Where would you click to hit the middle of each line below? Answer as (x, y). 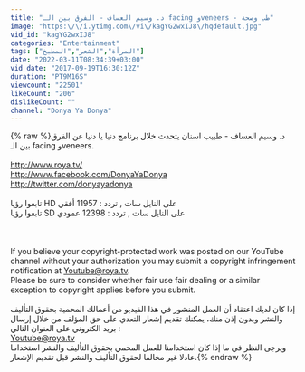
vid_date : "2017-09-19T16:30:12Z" (76, 69)
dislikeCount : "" (43, 102)
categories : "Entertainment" (65, 43)
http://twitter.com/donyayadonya (71, 184)
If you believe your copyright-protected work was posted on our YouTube (147, 252)
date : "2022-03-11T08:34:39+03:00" (77, 60)
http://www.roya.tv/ (47, 165)
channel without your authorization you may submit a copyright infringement (153, 261)
